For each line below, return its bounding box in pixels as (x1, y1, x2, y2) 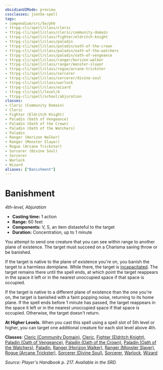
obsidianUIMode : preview (5, 7, 56, 12)
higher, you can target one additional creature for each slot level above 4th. (5, 325, 157, 331)
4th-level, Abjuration (5, 204, 46, 210)
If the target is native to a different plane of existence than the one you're (5, 289, 152, 295)
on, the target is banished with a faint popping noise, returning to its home (5, 294, 154, 300)
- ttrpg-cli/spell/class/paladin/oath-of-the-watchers (5, 48, 119, 53)
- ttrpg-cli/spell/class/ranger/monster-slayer (5, 62, 104, 67)
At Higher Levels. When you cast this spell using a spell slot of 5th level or (5, 319, 155, 325)
